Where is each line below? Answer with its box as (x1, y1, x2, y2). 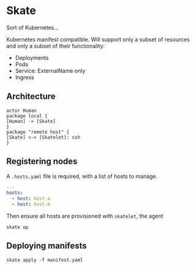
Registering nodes (6, 157, 78, 167)
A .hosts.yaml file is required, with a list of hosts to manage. (6, 172, 158, 180)
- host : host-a (12, 196, 51, 202)
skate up (6, 224, 29, 230)
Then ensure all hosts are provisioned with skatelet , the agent (6, 212, 164, 220)
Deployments (15, 54, 49, 61)
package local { (6, 112, 48, 119)
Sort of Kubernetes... (6, 24, 59, 31)
